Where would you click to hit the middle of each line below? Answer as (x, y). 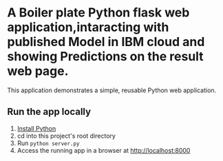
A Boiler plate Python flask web (98, 13)
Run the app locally (49, 112)
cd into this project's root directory (66, 136)
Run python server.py (48, 143)
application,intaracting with (88, 27)
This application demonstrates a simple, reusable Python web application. (112, 90)
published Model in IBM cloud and (106, 42)
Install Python (36, 128)
